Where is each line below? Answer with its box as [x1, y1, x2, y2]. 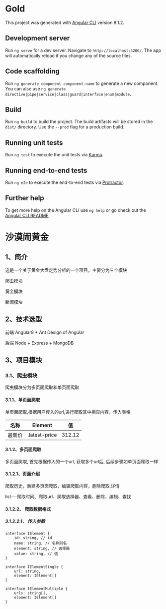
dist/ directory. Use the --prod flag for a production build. [5, 124, 124, 130]
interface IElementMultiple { [5, 587, 68, 592]
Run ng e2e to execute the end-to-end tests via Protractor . [5, 179, 124, 185]
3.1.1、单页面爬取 [5, 397, 40, 403]
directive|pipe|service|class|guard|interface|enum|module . [5, 91, 131, 97]
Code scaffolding [5, 67, 60, 75]
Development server [5, 34, 70, 42]
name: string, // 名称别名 [14, 541, 67, 546]
